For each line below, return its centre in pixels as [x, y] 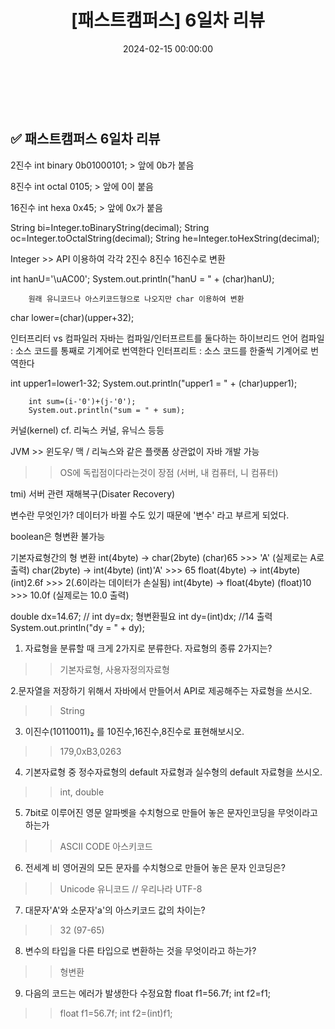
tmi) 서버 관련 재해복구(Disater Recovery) [93, 493]
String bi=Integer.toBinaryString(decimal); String [110, 227]
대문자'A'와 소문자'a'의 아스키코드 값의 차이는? [115, 910]
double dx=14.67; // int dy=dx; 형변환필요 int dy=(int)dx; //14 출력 [141, 616]
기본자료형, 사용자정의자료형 [115, 669]
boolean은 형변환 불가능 [58, 536]
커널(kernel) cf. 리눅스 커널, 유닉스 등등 [87, 430]
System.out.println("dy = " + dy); [77, 627]
